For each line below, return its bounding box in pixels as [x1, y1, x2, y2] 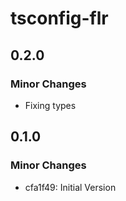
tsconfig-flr [10, 7, 109, 30]
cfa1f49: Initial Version [24, 181, 117, 193]
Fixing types [24, 99, 77, 111]
